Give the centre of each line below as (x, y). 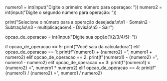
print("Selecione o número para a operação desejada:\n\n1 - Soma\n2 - (78, 22)
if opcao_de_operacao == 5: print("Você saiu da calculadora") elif (73, 46)
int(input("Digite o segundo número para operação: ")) (61, 12)
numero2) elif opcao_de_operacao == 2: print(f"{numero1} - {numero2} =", (82, 57)
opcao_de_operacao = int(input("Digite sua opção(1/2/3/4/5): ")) (71, 37)
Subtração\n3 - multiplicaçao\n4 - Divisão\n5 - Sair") (60, 27)
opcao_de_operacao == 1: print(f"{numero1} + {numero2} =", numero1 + (79, 52)
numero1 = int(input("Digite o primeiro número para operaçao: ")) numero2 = (84, 7)
